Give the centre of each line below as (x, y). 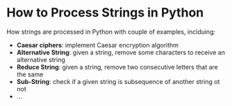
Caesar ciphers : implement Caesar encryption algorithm (97, 45)
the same (30, 74)
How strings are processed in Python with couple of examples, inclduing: (111, 32)
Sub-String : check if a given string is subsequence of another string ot (118, 81)
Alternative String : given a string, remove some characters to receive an (121, 52)
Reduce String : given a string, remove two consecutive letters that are (117, 67)
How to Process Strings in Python (105, 13)
